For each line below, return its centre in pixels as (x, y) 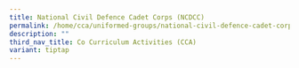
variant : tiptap (39, 50)
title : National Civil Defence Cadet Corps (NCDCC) (107, 17)
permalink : (29, 26)
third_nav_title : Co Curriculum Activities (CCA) (103, 42)
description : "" (39, 34)
